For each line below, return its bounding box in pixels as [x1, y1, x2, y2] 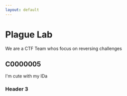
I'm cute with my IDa [5, 73, 48, 79]
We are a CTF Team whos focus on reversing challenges [5, 45, 122, 51]
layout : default [5, 7, 39, 12]
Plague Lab [5, 28, 53, 40]
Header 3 [5, 85, 29, 92]
